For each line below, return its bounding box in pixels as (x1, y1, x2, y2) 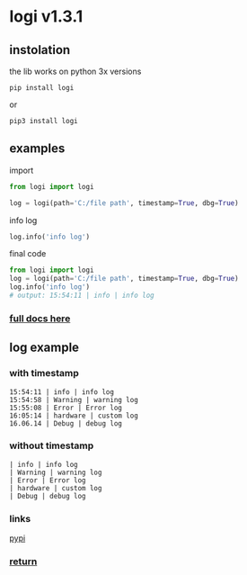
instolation (9, 42, 71, 58)
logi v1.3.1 (9, 6, 84, 27)
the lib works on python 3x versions (9, 66, 142, 76)
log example (9, 340, 79, 355)
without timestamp (9, 439, 94, 452)
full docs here (9, 312, 71, 325)
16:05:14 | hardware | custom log (9, 411, 139, 420)
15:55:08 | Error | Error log (9, 403, 123, 412)
